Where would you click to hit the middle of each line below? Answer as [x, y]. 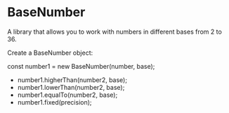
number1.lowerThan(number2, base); [71, 87]
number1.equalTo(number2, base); [67, 95]
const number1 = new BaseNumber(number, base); [81, 66]
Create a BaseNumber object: [50, 53]
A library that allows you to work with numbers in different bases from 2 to [115, 32]
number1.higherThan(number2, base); [72, 80]
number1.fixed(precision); [55, 102]
